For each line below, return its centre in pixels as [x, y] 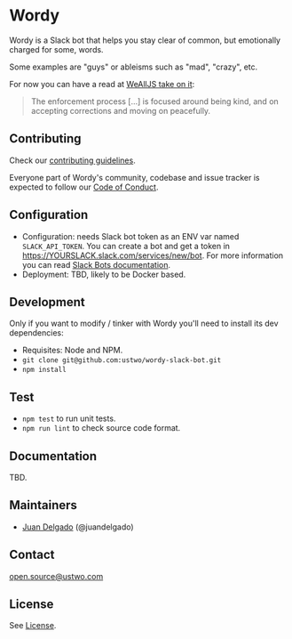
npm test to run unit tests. [69, 418]
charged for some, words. [56, 49]
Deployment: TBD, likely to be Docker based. [104, 274]
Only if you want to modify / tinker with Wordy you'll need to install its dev [144, 324]
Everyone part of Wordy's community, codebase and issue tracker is [134, 177]
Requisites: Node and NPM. [72, 350]
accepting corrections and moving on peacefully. [121, 110]
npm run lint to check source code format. [101, 428]
